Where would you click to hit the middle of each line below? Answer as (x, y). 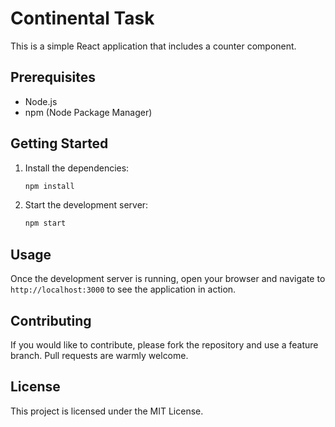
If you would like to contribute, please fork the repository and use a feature (164, 344)
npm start (45, 223)
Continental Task (82, 18)
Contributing (51, 320)
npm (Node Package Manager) (88, 112)
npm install (49, 186)
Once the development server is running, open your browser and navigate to (168, 279)
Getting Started (59, 143)
